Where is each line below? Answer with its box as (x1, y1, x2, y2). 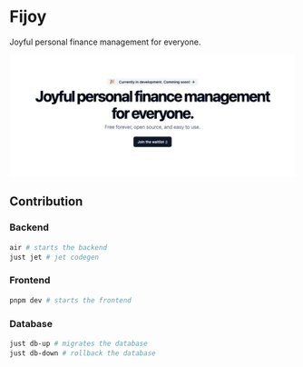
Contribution (9, 193, 83, 210)
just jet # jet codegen (9, 253, 100, 262)
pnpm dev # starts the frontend (9, 295, 132, 305)
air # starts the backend (9, 243, 107, 252)
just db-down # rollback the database (9, 348, 156, 358)
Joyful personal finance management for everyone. (9, 36, 201, 47)
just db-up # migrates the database (9, 339, 148, 348)
